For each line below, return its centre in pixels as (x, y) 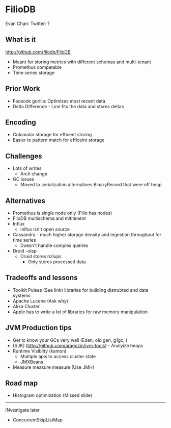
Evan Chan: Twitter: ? (27, 23)
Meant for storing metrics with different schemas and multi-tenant (82, 62)
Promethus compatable (37, 67)
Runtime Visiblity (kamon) (40, 351)
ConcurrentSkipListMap (37, 420)
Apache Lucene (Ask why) (40, 301)
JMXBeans (32, 362)
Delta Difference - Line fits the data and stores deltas (68, 106)
